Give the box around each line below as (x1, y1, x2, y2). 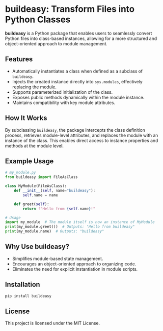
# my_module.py (5, 170, 36, 175)
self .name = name (23, 192, 58, 198)
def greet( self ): (14, 201, 50, 207)
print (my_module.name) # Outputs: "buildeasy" (5, 229, 105, 234)
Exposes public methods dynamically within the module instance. (12, 94, 145, 100)
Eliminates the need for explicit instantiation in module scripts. (12, 266, 138, 272)
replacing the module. (12, 84, 57, 90)
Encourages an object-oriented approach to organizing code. (12, 260, 136, 267)
